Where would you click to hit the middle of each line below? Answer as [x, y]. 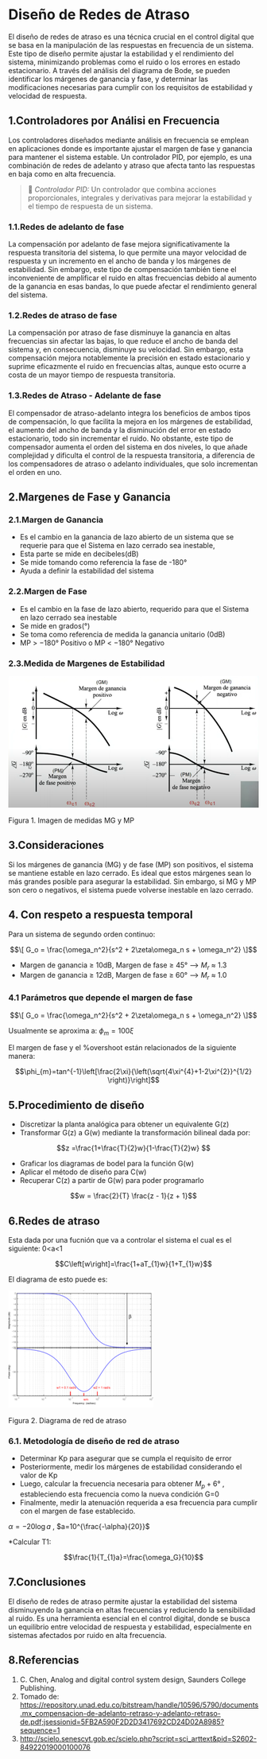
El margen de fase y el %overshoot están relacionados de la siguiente [122, 1048]
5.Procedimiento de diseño [76, 1105]
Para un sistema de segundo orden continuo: [82, 934]
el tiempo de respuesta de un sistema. [90, 206]
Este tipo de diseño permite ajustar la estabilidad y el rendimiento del [121, 53]
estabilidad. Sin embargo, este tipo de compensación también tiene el [122, 270]
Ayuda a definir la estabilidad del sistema [87, 571]
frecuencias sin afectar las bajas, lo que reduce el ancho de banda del [123, 341]
